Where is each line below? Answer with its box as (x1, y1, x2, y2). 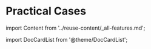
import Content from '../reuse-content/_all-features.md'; (5, 24, 146, 31)
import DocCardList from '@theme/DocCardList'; (5, 36, 128, 43)
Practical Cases (5, 4, 86, 18)
